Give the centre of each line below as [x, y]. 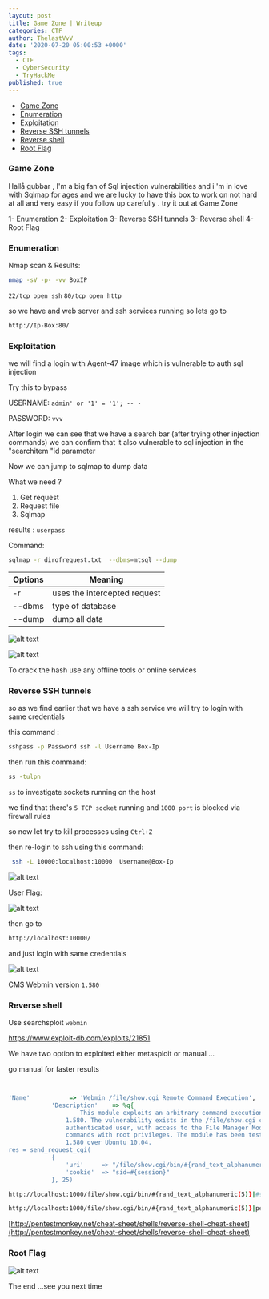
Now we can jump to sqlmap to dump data [78, 467]
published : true [35, 82]
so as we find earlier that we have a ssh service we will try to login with [125, 708]
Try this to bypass [38, 387]
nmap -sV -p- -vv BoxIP [48, 280]
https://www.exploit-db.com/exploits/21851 [79, 1038]
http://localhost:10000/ [50, 938]
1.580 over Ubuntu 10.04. [108, 1143]
